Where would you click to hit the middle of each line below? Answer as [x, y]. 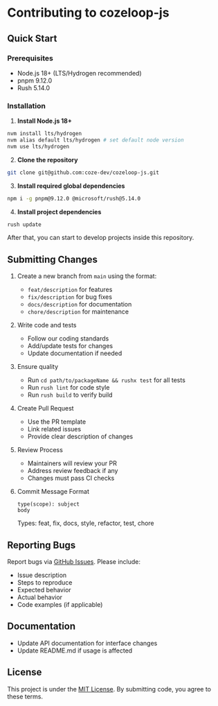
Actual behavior [40, 597]
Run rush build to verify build [70, 395]
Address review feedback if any [73, 471]
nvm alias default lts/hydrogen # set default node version [96, 140]
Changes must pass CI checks [71, 478]
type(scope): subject [48, 504]
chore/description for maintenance [78, 312]
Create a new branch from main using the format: [87, 276]
